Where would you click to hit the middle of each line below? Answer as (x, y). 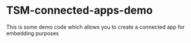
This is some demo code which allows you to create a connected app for (95, 27)
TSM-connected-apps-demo (80, 10)
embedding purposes (33, 33)
